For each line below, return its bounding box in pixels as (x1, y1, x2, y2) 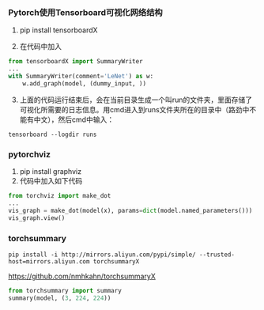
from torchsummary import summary (8, 286, 123, 294)
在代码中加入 (19, 42, 62, 51)
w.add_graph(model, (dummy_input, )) (22, 79, 147, 88)
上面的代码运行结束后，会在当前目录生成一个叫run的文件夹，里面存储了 (19, 95, 253, 104)
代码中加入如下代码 (19, 176, 83, 186)
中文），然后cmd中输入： (33, 115, 115, 124)
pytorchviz (8, 149, 51, 160)
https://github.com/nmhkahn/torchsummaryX (8, 271, 157, 281)
